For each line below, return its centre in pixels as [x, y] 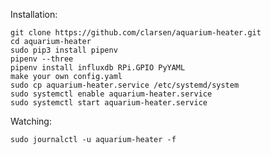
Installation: [34, 14]
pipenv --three [42, 59]
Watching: [31, 121]
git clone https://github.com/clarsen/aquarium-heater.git [136, 33]
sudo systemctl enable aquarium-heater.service [111, 94]
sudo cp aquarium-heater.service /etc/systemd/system [125, 85]
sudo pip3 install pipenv [64, 50]
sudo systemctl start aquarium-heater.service [109, 103]
